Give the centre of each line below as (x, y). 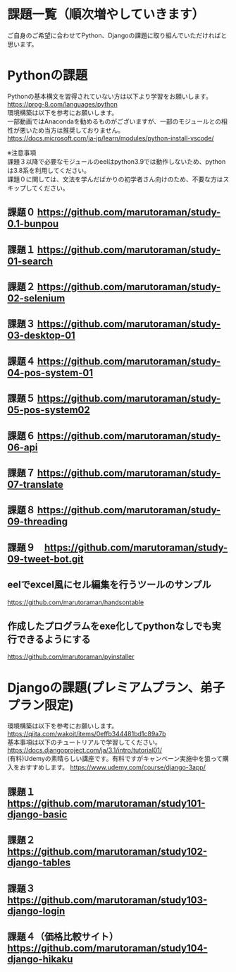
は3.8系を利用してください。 (49, 170)
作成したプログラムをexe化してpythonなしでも (110, 626)
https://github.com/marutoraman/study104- (107, 948)
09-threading (38, 522)
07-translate (35, 485)
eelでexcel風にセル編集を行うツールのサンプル (109, 585)
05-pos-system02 (49, 410)
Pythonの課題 (48, 76)
